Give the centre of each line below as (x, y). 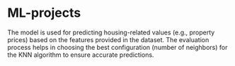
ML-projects (44, 13)
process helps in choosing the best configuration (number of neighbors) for (117, 47)
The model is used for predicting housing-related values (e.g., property (111, 32)
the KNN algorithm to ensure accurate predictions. (81, 55)
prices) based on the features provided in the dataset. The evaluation (108, 39)
